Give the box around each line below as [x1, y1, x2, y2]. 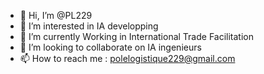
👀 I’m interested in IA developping [19, 20, 159, 32]
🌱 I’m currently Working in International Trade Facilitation [19, 31, 254, 42]
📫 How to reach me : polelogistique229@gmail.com [19, 53, 236, 64]
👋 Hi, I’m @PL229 [19, 10, 93, 21]
